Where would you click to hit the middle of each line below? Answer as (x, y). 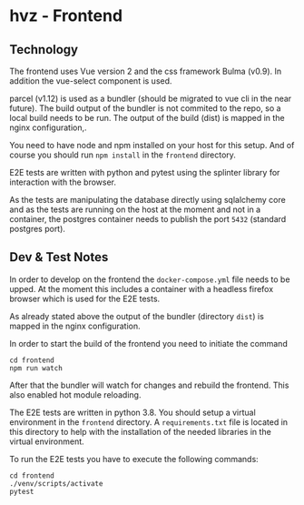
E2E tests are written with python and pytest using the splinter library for (145, 172)
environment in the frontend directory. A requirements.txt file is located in (149, 422)
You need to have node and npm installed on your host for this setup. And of (152, 145)
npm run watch (36, 368)
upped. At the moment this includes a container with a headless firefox (142, 288)
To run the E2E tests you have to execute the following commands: (134, 459)
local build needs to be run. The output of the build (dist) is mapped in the (147, 118)
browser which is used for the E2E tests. (85, 298)
